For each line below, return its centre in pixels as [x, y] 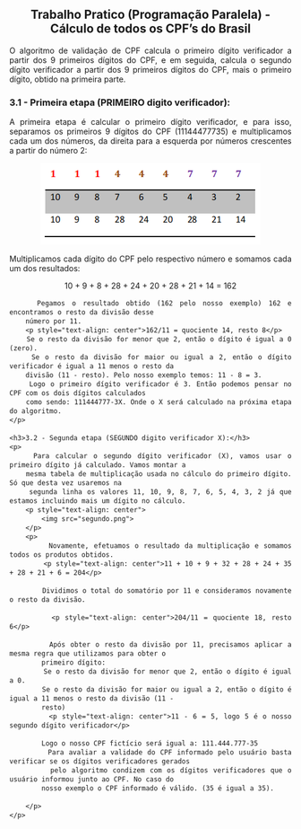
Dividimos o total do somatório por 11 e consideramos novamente [167, 591]
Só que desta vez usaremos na [66, 483]
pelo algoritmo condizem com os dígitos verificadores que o [171, 771]
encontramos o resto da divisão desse [82, 313]
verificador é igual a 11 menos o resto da [92, 366]
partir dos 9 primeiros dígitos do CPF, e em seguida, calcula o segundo [150, 60]
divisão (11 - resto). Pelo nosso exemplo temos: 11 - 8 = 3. [144, 375]
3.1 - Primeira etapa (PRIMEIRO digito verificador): [120, 102]
